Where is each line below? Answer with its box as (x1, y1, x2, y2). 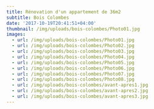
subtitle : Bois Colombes (6, 15, 69, 21)
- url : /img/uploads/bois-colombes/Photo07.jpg (12, 71, 135, 77)
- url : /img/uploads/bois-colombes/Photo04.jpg (12, 54, 135, 60)
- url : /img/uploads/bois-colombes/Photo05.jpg (12, 59, 135, 65)
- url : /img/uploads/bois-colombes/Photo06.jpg (12, 65, 135, 71)
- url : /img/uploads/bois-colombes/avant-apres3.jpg (12, 93, 149, 99)
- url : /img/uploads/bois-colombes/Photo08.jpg (12, 76, 135, 82)
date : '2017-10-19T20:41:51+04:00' (6, 20, 97, 26)
